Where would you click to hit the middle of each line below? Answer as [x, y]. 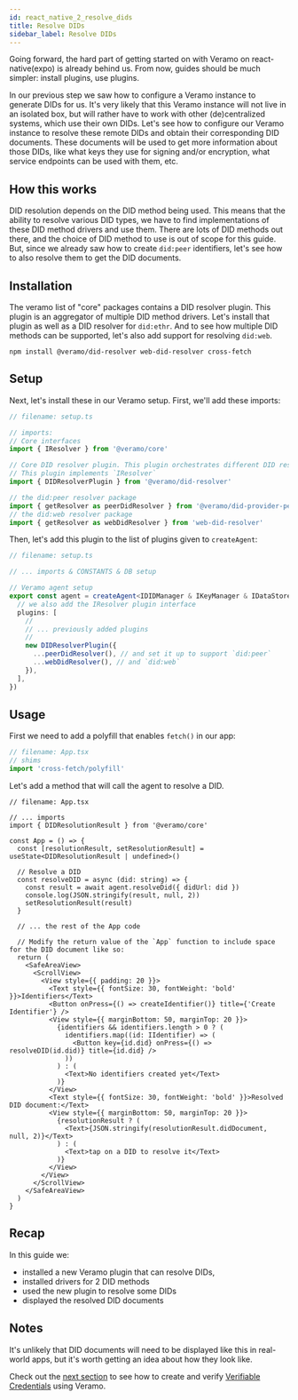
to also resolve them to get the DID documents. [95, 258]
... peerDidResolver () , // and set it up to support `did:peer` [152, 654]
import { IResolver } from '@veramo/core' [89, 449]
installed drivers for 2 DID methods [86, 1281]
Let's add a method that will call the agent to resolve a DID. [117, 786]
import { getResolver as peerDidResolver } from [101, 506]
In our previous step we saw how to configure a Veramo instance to [133, 95]
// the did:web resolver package [71, 514]
